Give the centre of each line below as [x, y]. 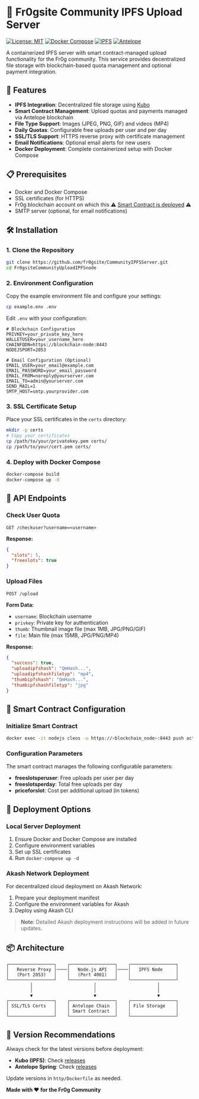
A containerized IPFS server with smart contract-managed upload [86, 52]
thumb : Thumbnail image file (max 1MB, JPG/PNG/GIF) [80, 629]
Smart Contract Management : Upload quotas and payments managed [101, 111]
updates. [31, 929]
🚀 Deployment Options [49, 809]
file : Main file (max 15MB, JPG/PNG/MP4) [67, 635]
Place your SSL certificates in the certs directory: [67, 419]
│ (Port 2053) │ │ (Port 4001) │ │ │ [92, 975]
